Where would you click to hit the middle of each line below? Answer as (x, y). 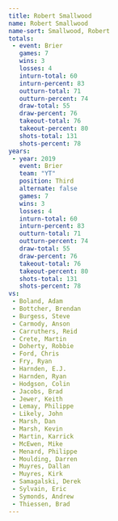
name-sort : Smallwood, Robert (59, 31)
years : (19, 151)
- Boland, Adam (37, 301)
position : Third (46, 181)
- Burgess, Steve (41, 316)
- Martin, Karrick (43, 436)
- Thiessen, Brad (41, 504)
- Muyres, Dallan (41, 466)
